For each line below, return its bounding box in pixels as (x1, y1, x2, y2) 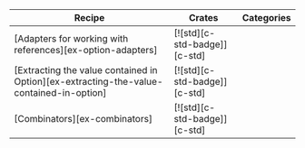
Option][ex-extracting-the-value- (14, 76, 163, 88)
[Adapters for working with (14, 32, 129, 44)
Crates (189, 12, 219, 23)
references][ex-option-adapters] (14, 44, 158, 56)
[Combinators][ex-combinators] (14, 113, 152, 125)
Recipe (74, 12, 105, 23)
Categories (241, 12, 291, 23)
